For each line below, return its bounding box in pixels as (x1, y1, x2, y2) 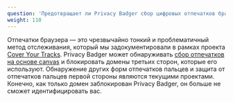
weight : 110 (7, 17, 42, 23)
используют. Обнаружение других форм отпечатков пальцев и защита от (7, 65, 225, 73)
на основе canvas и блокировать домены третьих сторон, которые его (7, 57, 217, 65)
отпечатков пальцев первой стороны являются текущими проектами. (7, 72, 215, 80)
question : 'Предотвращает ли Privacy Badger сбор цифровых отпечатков (7, 10, 216, 17)
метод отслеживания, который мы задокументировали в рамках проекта (7, 43, 225, 51)
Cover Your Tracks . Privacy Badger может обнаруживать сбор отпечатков (7, 50, 225, 59)
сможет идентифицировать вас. (7, 87, 103, 95)
